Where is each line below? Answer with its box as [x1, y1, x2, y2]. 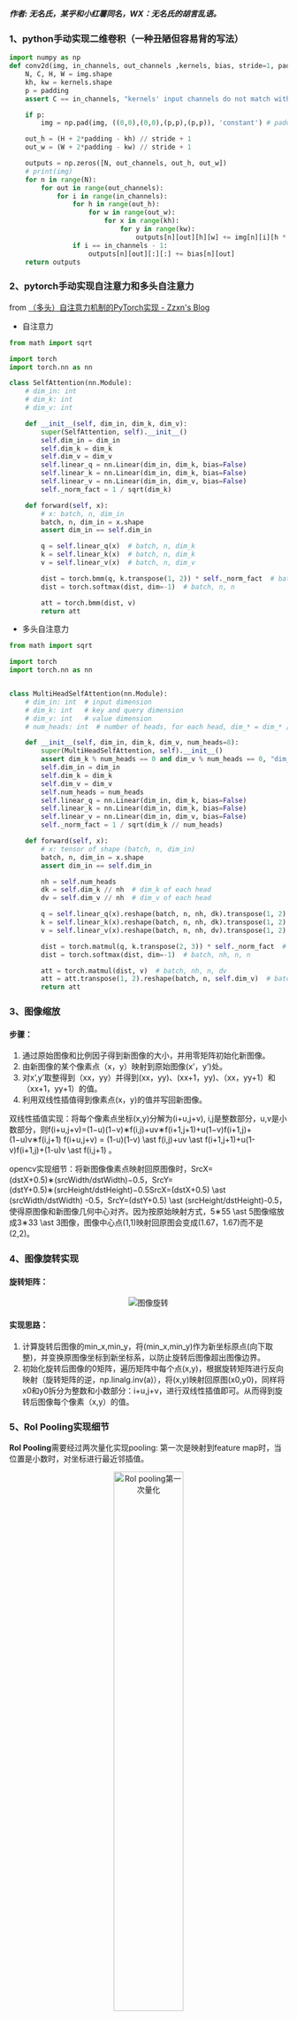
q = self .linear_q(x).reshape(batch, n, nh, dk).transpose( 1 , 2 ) [41, 910, 287, 919]
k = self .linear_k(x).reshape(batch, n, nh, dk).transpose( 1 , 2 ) [41, 918, 287, 927]
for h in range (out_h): [72, 200, 161, 209]
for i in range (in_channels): [56, 191, 168, 201]
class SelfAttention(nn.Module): [9, 379, 133, 388]
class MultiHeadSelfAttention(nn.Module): [9, 690, 168, 698]
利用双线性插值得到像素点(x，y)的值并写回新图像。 [21, 1094, 208, 1106]
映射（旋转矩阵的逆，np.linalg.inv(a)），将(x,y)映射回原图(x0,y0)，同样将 [21, 1374, 286, 1384]
